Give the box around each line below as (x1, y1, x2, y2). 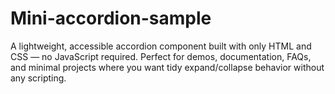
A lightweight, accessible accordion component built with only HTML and (10, 40, 312, 52)
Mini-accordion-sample (10, 7, 212, 30)
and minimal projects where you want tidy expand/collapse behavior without (10, 61, 325, 73)
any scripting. (10, 72, 67, 84)
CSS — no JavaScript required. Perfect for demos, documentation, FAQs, (10, 50, 312, 62)
